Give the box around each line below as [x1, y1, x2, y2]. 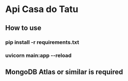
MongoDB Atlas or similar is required [5, 67, 123, 76]
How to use [5, 24, 41, 32]
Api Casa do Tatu [5, 4, 78, 15]
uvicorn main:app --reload [5, 52, 72, 59]
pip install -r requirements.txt [5, 39, 79, 46]
